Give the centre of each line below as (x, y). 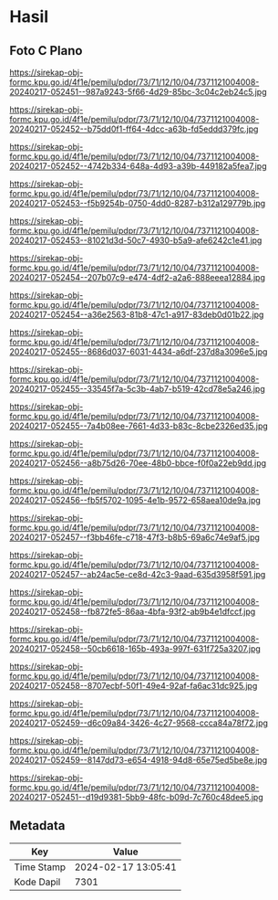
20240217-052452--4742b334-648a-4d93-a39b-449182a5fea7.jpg (138, 166)
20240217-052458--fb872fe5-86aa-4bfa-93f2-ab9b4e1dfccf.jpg (133, 611)
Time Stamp (40, 867)
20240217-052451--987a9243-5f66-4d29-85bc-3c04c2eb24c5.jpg (138, 92)
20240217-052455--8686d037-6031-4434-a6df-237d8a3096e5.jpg (139, 352)
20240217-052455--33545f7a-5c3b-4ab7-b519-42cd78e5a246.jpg (138, 389)
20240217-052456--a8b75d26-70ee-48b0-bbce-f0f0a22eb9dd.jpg (138, 463)
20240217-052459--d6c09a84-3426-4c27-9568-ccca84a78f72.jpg (139, 723)
